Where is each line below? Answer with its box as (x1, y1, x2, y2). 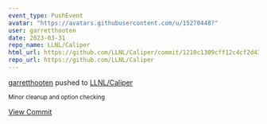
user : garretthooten (8, 26, 77, 34)
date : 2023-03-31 (8, 33, 66, 42)
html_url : (8, 48, 41, 56)
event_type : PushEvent (8, 11, 83, 20)
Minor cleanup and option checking (8, 93, 106, 101)
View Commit (8, 107, 52, 116)
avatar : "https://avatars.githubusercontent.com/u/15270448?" (8, 19, 219, 27)
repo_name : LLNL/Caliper (8, 41, 91, 49)
